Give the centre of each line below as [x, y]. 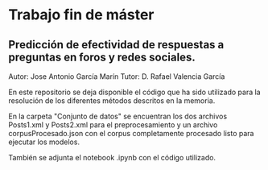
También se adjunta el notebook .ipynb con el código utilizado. [112, 158]
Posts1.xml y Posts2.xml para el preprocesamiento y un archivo [113, 125]
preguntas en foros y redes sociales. [102, 57]
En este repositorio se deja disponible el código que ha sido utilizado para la [134, 92]
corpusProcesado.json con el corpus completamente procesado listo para [131, 133]
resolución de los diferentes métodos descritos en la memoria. [112, 101]
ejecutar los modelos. [44, 142]
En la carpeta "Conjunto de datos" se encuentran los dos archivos [118, 116]
